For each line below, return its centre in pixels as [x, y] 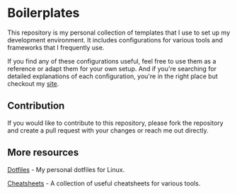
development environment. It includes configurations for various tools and [115, 40]
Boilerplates [44, 13]
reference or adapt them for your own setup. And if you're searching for [112, 68]
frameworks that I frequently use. [56, 47]
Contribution [36, 106]
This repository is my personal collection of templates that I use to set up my [119, 32]
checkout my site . [33, 83]
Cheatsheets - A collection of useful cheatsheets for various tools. [104, 183]
